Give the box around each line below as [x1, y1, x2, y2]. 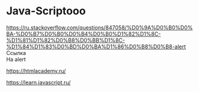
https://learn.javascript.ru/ [6, 79, 71, 86]
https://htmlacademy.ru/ [6, 67, 66, 74]
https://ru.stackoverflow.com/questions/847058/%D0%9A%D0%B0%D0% [6, 24, 193, 31]
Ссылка [6, 49, 26, 56]
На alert [6, 56, 26, 63]
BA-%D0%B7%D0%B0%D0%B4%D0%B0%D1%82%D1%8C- [6, 30, 161, 37]
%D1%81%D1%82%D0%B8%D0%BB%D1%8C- [6, 36, 125, 44]
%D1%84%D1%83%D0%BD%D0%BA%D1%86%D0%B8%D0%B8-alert [6, 43, 186, 50]
